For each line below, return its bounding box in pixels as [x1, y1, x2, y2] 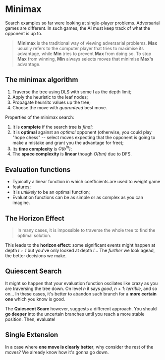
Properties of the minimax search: [5, 114, 74, 120]
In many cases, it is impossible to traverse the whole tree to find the [17, 227, 156, 233]
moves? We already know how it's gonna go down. [5, 349, 109, 355]
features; [12, 184, 31, 190]
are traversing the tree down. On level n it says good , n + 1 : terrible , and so [5, 286, 158, 291]
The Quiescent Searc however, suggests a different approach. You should [5, 305, 157, 311]
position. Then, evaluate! [5, 316, 55, 322]
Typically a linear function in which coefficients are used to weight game [12, 179, 161, 185]
